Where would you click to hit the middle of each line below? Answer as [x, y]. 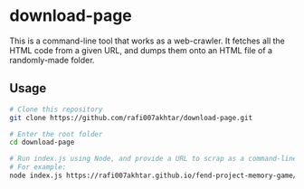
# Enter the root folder [56, 134]
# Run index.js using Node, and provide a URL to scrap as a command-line [153, 159]
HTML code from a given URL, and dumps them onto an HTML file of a [141, 50]
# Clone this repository [56, 109]
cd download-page [42, 142]
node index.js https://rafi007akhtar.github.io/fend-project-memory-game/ [153, 175]
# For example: [38, 167]
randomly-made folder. [52, 60]
